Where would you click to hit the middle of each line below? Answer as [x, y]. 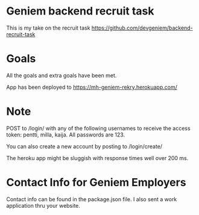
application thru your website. [43, 205]
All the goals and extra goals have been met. [62, 75]
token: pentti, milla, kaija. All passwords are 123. [66, 135]
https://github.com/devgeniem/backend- [142, 28]
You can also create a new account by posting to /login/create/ [84, 146]
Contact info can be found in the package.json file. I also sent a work [92, 199]
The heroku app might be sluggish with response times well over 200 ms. [97, 158]
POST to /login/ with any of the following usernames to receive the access [99, 128]
